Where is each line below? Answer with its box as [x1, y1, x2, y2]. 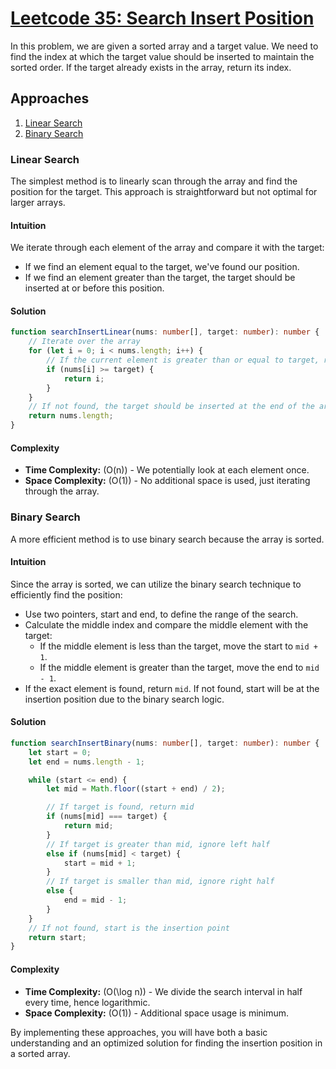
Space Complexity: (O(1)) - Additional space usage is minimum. [24, 1007, 290, 1019]
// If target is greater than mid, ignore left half [46, 839, 271, 849]
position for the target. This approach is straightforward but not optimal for [10, 186, 318, 198]
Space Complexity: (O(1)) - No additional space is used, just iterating [24, 475, 311, 487]
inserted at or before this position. [24, 282, 165, 294]
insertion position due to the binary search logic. [24, 693, 225, 705]
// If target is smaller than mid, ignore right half [46, 877, 275, 887]
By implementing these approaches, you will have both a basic [10, 1026, 268, 1038]
